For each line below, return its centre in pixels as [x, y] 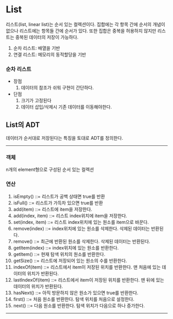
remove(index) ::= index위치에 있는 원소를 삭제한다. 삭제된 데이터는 [82, 228]
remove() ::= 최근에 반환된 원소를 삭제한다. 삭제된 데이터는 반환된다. [82, 241]
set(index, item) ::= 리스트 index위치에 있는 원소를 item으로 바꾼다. [81, 222]
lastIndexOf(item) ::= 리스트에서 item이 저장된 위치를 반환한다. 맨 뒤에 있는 [89, 280]
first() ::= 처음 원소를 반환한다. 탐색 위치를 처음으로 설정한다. [74, 299]
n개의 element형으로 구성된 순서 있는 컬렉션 [50, 170]
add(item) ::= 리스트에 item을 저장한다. [53, 209]
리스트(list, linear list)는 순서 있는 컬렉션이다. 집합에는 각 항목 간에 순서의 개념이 [86, 24]
